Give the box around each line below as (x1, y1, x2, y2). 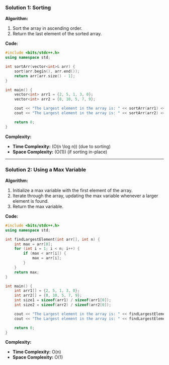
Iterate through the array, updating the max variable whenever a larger (12, 193, 158, 199)
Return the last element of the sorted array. (12, 31, 102, 37)
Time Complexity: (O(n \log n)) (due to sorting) (12, 143, 111, 149)
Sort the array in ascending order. (12, 25, 82, 31)
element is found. (12, 198, 49, 204)
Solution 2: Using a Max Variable (5, 166, 87, 173)
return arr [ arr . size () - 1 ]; (14, 73, 75, 78)
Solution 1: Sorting (5, 4, 51, 11)
